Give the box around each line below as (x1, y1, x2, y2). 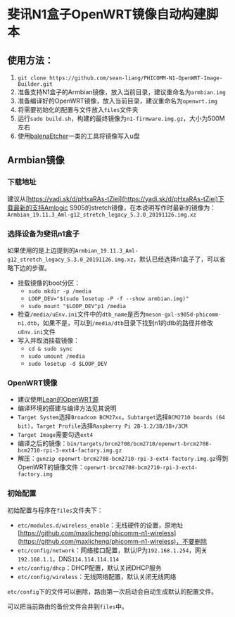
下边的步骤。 (13, 263, 51, 272)
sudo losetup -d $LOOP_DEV (27, 360, 108, 367)
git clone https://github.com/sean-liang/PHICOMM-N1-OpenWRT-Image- (17, 75, 223, 82)
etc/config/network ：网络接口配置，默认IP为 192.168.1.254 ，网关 (17, 546, 208, 554)
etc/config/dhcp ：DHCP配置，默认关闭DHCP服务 (17, 564, 162, 572)
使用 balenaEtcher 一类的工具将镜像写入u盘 (17, 132, 140, 140)
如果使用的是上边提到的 (7, 246, 75, 254)
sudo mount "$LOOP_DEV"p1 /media (27, 303, 127, 310)
